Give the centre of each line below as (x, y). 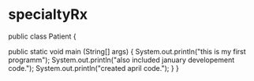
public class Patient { (42, 36)
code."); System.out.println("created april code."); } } (94, 68)
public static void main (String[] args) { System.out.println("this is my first (127, 51)
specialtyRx (48, 15)
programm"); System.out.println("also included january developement (121, 60)
